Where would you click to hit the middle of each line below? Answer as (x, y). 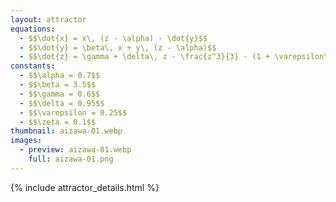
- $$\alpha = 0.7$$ (60, 76)
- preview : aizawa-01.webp (75, 150)
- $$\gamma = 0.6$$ (60, 94)
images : (26, 141)
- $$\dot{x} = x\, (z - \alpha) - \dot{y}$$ (113, 38)
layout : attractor (48, 19)
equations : (33, 29)
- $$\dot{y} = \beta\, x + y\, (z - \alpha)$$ (118, 47)
